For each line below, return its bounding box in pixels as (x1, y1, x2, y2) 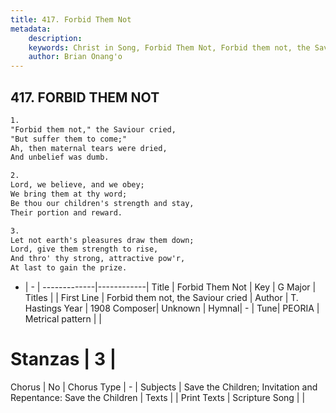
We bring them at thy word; (10, 189, 128, 200)
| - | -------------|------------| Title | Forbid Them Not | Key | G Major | (24, 281, 317, 293)
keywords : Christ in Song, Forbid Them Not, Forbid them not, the (28, 42, 311, 53)
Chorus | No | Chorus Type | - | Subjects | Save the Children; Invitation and (10, 381, 318, 393)
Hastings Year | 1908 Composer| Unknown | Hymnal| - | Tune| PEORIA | (24, 302, 320, 315)
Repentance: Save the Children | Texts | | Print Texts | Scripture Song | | (10, 392, 306, 403)
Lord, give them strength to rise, (10, 244, 159, 255)
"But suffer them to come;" (10, 134, 128, 144)
